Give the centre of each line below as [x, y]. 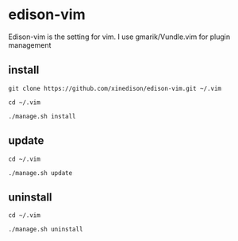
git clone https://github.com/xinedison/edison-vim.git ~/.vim [115, 88]
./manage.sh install [42, 116]
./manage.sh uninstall [46, 229]
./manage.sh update [40, 173]
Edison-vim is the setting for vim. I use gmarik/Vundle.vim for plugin [119, 37]
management [30, 45]
